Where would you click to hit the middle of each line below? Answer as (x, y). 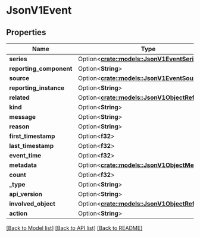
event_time (25, 155)
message (22, 117)
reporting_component (41, 69)
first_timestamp (32, 136)
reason (19, 127)
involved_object (32, 204)
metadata (23, 165)
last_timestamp (32, 146)
